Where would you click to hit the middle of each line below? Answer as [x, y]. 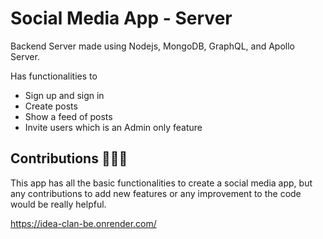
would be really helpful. [58, 204]
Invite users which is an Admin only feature [113, 127]
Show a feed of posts [68, 116]
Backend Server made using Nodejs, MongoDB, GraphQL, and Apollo [152, 46]
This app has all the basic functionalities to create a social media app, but [161, 183]
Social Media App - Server [121, 18]
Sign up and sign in [64, 95]
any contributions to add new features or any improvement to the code [156, 193]
